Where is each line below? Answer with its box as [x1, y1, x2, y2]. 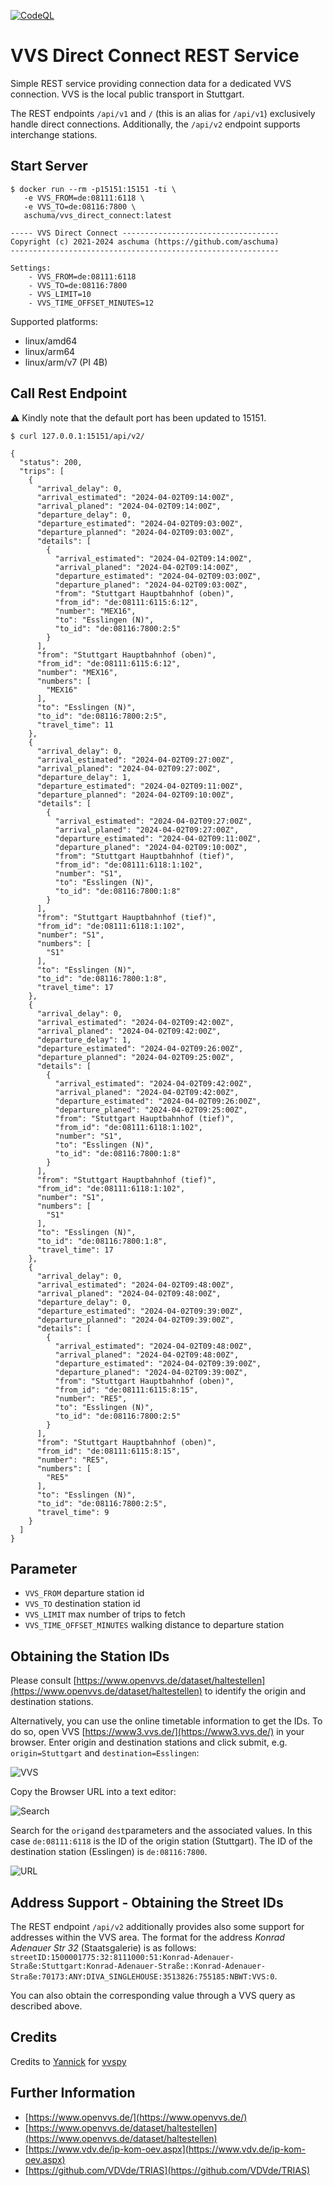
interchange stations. [10, 128, 98, 140]
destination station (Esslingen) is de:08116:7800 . [10, 1846, 208, 1858]
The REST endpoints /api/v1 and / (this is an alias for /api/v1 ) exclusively [10, 107, 316, 119]
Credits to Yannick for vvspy [10, 2055, 127, 2067]
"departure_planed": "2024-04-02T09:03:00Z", [54, 580, 248, 590]
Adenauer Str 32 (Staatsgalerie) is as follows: [10, 1942, 197, 1954]
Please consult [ [10, 1675, 77, 1687]
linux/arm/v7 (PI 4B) [24, 356, 108, 368]
